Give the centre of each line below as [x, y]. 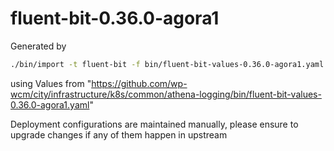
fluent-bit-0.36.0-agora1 [115, 18]
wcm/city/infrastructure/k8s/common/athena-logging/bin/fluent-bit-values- [166, 94]
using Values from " [51, 83]
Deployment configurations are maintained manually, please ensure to [154, 124]
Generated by [38, 46]
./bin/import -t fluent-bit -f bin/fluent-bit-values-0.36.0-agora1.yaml [167, 64]
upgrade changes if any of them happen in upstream [119, 134]
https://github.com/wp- [139, 83]
